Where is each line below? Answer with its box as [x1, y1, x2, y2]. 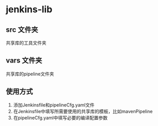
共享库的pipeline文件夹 [6, 71, 54, 77]
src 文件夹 [6, 25, 38, 34]
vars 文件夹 [6, 56, 43, 65]
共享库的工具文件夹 [6, 40, 47, 46]
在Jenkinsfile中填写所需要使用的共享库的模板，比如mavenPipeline [13, 108, 153, 114]
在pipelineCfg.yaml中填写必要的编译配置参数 [13, 114, 108, 121]
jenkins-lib [6, 4, 53, 15]
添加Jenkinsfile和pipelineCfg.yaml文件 [13, 101, 94, 108]
